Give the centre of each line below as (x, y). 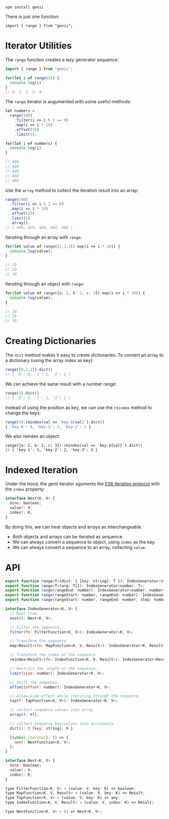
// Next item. (24, 613)
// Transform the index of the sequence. (54, 655)
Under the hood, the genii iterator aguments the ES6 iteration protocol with (82, 484)
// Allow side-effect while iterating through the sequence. (75, 696)
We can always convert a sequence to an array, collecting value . (79, 547)
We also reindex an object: (33, 436)
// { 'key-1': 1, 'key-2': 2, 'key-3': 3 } (52, 450)
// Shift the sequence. (34, 682)
